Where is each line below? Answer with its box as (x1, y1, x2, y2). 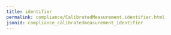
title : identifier (6, 8, 52, 15)
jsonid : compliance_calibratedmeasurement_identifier (6, 20, 144, 26)
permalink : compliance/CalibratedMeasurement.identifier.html (6, 14, 165, 20)
